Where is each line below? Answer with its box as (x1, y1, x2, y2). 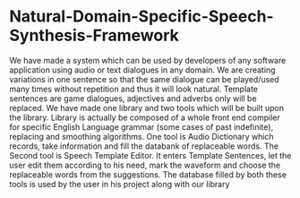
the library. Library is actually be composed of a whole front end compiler (9, 112, 280, 123)
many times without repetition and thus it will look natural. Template (9, 83, 258, 94)
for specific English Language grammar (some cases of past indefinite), (9, 121, 274, 132)
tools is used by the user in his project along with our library (9, 178, 230, 189)
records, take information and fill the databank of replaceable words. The (9, 141, 279, 151)
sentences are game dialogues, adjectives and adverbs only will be (9, 92, 257, 104)
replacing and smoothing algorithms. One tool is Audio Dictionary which (9, 131, 275, 142)
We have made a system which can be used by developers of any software (9, 55, 287, 65)
